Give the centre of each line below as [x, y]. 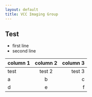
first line [20, 46]
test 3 [78, 72]
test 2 [46, 72]
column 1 [19, 63]
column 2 [46, 63]
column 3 [74, 63]
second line [24, 51]
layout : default [22, 10]
